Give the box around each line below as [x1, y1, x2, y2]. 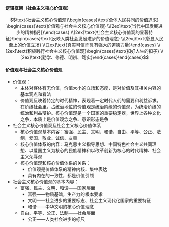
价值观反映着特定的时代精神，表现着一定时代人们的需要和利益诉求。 [20, 98, 161, 104]
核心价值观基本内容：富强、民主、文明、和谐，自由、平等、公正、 [20, 129, 157, 135]
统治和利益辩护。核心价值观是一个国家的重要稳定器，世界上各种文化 [20, 110, 161, 116]
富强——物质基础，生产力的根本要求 [27, 191, 103, 197]
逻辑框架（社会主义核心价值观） [5, 5, 71, 11]
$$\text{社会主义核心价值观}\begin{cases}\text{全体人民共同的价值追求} [10, 17, 159, 23]
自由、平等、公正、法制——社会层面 [20, 210, 96, 216]
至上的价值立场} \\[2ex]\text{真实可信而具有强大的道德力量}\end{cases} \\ [8, 42, 161, 48]
